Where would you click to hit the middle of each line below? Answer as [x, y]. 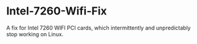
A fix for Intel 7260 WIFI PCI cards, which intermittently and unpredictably [98, 28]
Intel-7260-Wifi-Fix [57, 11]
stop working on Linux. [35, 34]
